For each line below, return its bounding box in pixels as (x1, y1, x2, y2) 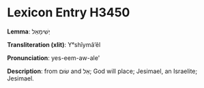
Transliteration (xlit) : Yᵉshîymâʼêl (7, 40, 101, 48)
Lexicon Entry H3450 (7, 5, 130, 20)
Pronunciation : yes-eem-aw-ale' (7, 53, 100, 62)
